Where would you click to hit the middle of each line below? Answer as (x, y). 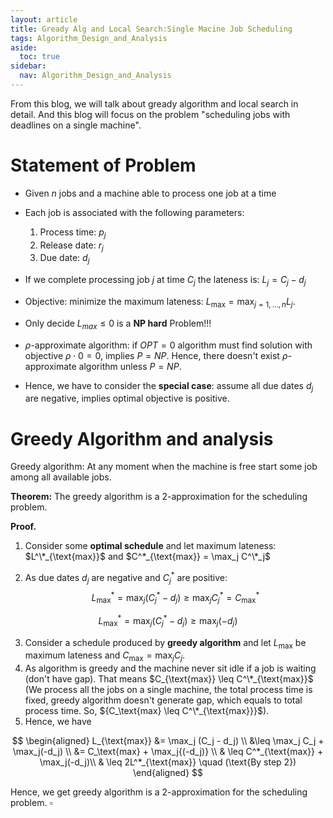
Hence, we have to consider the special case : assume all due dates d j (169, 386)
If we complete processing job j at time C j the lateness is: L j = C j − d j (165, 281)
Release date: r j (71, 246)
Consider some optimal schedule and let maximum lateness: (150, 546)
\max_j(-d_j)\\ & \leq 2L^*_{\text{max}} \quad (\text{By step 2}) (168, 762)
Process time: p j (73, 233)
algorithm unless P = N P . (130, 366)
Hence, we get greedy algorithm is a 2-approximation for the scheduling (159, 792)
